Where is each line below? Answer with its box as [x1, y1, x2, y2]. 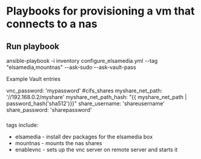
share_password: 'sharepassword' [6, 106, 92, 113]
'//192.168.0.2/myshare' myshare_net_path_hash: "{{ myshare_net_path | [6, 94, 187, 100]
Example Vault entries [6, 76, 61, 82]
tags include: [6, 121, 39, 128]
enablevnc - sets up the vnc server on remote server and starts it [15, 146, 178, 153]
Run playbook [6, 41, 59, 51]
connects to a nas [6, 17, 98, 31]
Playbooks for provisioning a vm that [6, 4, 195, 18]
